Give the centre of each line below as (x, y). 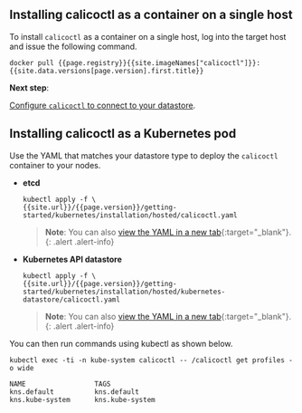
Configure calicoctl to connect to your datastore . (103, 105)
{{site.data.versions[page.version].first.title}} (107, 71)
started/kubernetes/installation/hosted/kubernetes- (124, 292)
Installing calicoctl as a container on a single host (151, 15)
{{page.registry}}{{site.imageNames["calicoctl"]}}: (159, 62)
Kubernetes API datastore (72, 259)
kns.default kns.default (75, 392)
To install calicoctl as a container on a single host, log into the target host (148, 36)
